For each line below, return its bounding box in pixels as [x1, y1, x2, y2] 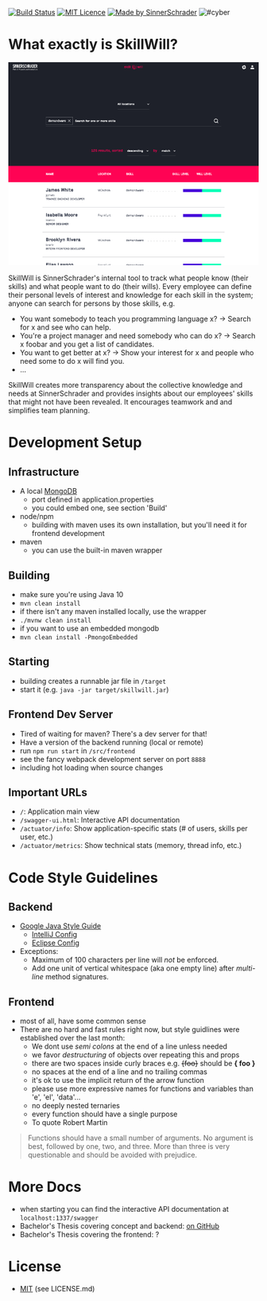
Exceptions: [19, 947, 59, 956]
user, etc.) [19, 832, 53, 842]
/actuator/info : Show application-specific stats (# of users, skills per [19, 824, 248, 834]
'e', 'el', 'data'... [31, 1092, 81, 1102]
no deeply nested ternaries [31, 1101, 121, 1111]
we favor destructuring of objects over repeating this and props [31, 1050, 240, 1060]
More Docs [8, 1178, 82, 1196]
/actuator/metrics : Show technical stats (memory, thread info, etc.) [19, 841, 242, 850]
